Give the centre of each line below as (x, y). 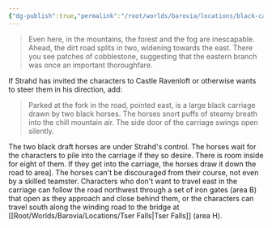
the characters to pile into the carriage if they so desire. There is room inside (136, 155)
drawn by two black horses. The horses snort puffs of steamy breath (142, 114)
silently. (41, 131)
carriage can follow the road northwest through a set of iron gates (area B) (133, 189)
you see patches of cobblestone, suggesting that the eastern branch (142, 56)
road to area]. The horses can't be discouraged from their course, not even (134, 172)
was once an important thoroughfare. (90, 65)
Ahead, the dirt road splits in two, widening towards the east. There (140, 47)
